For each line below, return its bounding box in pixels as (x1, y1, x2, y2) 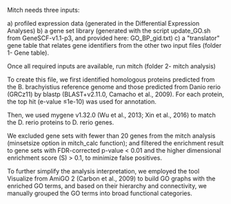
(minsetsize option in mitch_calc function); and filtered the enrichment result (7, 139, 224, 147)
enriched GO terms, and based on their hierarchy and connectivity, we (7, 182, 207, 189)
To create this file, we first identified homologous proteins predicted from (7, 75, 215, 84)
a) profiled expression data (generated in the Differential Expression (7, 19, 200, 27)
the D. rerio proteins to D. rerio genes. (7, 118, 114, 127)
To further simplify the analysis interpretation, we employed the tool (7, 167, 200, 175)
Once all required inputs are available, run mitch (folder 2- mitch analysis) (7, 62, 216, 70)
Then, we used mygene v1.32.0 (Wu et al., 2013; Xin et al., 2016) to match (7, 111, 216, 119)
